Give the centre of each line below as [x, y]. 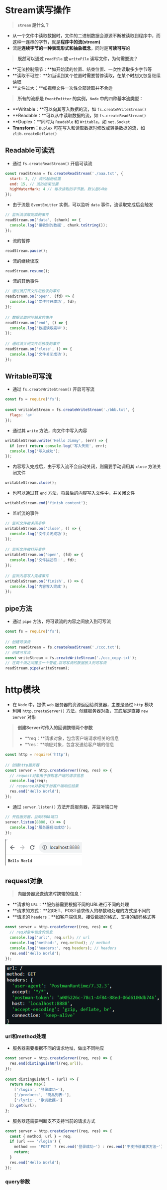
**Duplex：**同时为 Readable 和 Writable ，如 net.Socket [71, 121]
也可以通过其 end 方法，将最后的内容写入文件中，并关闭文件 [74, 493]
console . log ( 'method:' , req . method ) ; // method [60, 943]
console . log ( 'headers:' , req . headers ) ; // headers [63, 948]
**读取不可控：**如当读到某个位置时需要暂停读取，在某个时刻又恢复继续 [86, 75]
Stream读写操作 [38, 10]
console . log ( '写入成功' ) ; [35, 451]
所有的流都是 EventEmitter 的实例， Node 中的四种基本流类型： [80, 98]
